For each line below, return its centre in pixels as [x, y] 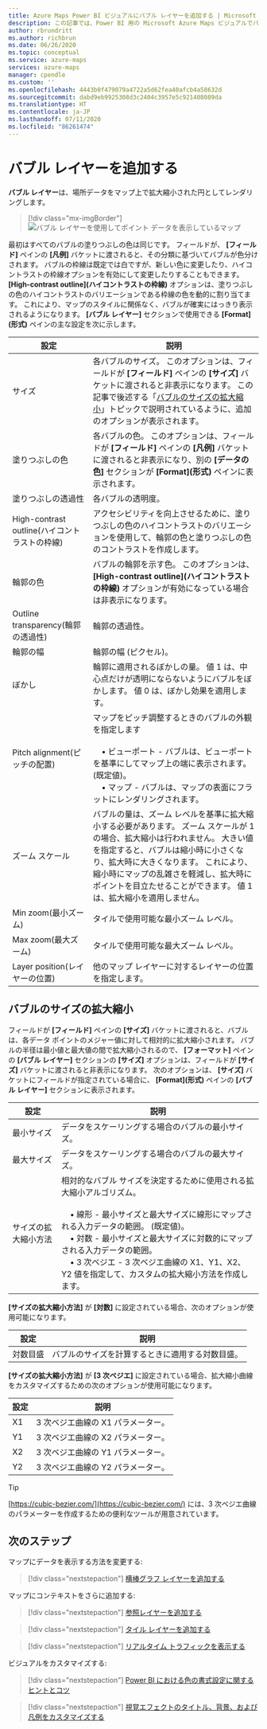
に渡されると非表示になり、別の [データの [171, 460]
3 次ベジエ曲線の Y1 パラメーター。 [103, 1452]
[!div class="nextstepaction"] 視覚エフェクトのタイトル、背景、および [143, 1707]
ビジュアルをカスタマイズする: [58, 1663]
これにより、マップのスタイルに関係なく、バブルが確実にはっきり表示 [138, 304]
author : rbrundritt [41, 30]
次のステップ [40, 1541]
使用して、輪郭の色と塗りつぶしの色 [184, 537]
